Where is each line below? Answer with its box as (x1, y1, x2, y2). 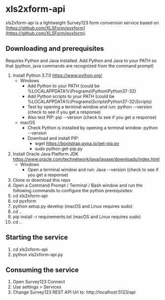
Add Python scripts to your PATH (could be (27, 93, 115, 99)
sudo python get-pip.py (34, 145, 83, 151)
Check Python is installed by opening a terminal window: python (27, 125, 158, 131)
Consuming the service (5, 266, 79, 274)
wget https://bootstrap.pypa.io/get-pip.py (34, 140, 120, 146)
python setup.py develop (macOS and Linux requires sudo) (12, 203, 132, 209)
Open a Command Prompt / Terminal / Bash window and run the (12, 182, 143, 188)
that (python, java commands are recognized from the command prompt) (5, 63, 154, 68)
